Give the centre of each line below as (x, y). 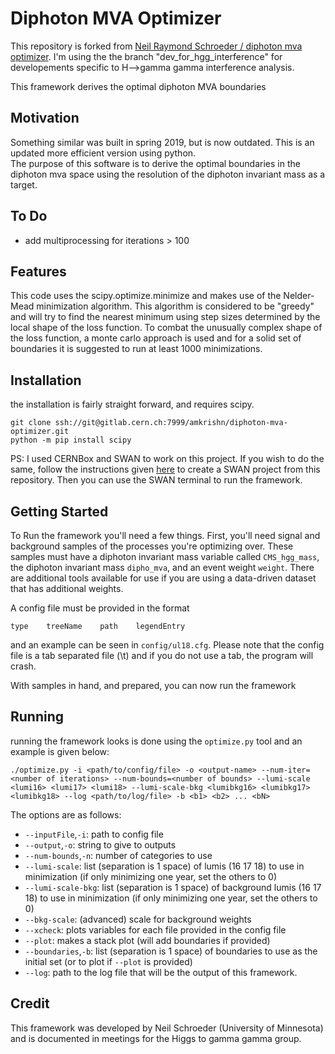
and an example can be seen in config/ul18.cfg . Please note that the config (167, 645)
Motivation (45, 118)
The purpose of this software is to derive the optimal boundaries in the (155, 163)
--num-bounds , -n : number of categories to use (118, 855)
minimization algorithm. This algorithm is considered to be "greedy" (175, 306)
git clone (31, 423)
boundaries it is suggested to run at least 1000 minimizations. (136, 349)
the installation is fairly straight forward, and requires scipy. (132, 404)
